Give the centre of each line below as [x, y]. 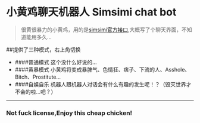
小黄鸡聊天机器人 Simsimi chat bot [91, 12]
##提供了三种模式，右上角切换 [43, 49]
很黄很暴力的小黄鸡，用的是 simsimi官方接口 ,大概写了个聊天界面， [101, 30]
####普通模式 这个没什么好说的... [56, 62]
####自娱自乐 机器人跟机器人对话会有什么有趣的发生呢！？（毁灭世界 [100, 84]
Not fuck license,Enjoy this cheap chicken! [69, 113]
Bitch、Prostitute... [38, 77]
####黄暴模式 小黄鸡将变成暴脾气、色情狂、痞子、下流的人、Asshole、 [102, 69]
